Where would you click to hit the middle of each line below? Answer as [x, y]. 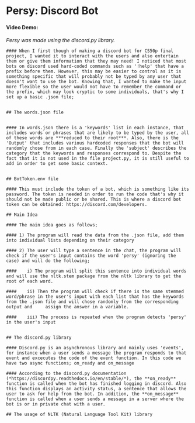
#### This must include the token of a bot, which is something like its [98, 189]
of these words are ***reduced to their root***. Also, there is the [93, 138]
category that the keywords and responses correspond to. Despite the [94, 153]
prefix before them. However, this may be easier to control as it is [94, 71]
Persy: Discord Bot [52, 11]
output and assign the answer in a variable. [68, 307]
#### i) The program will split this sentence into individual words [96, 271]
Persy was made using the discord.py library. [60, 40]
